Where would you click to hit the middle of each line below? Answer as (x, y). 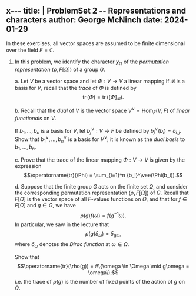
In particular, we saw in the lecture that (62, 224)
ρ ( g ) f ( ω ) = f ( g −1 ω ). (103, 215)
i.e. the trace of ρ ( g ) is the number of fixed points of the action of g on (100, 281)
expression (28, 166)
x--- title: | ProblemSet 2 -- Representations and (96, 11)
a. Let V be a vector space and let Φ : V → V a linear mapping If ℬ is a (100, 81)
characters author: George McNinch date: (84, 20)
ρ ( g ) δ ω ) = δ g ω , (103, 234)
